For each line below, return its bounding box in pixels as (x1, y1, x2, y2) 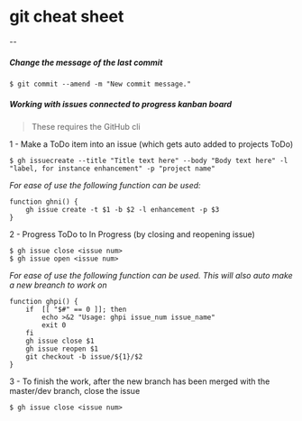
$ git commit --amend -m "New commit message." (9, 79, 192, 88)
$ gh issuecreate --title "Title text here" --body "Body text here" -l (9, 156, 288, 165)
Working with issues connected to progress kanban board (9, 98, 233, 109)
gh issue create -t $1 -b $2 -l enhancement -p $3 (25, 205, 220, 214)
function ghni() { (9, 197, 78, 206)
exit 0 (41, 320, 67, 330)
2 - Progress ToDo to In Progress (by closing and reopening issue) (9, 228, 255, 240)
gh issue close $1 (25, 336, 95, 345)
